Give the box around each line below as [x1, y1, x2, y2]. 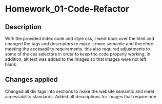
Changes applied [5, 75, 58, 84]
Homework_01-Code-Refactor [5, 3, 129, 15]
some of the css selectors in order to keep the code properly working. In [5, 51, 151, 57]
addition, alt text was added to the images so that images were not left [5, 56, 146, 62]
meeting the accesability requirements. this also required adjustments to [5, 46, 150, 52]
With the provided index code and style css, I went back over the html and [5, 35, 155, 41]
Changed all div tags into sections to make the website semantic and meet [5, 88, 155, 94]
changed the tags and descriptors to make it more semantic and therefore [5, 41, 154, 47]
